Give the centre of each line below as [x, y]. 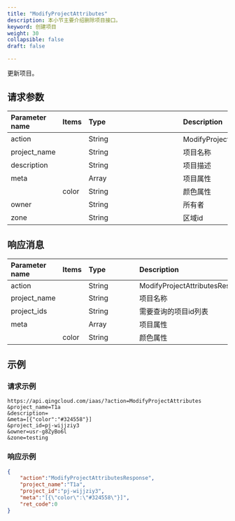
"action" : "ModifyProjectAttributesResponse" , [87, 478]
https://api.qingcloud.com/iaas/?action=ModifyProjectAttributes [104, 401]
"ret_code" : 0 [39, 504]
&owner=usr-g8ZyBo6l [37, 432]
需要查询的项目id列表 [173, 311]
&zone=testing [28, 438]
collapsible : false [36, 40]
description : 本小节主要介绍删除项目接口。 [64, 20]
